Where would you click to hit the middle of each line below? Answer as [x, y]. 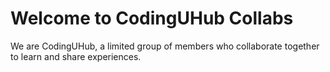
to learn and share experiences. [76, 56]
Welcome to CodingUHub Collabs [152, 18]
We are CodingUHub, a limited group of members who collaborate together [165, 46]
